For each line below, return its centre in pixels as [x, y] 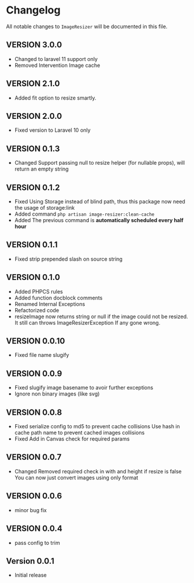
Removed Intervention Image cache [57, 65]
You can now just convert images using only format [76, 478]
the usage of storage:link [44, 208]
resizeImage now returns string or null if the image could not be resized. [101, 316]
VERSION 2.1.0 [33, 83]
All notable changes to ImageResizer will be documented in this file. [87, 26]
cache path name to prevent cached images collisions [79, 433]
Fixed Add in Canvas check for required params [72, 439]
